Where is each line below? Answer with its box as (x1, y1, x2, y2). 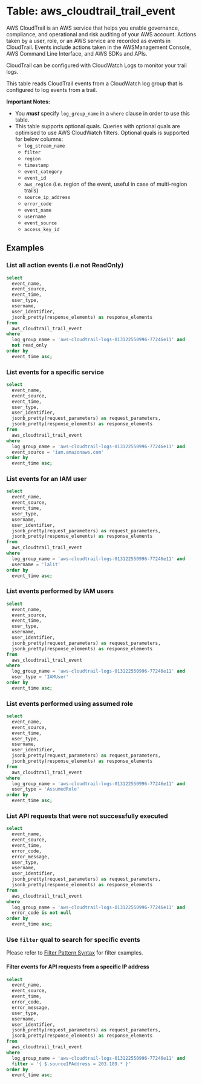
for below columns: (15, 135, 64, 143)
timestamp (24, 162, 50, 168)
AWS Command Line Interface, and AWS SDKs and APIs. (6, 50, 148, 57)
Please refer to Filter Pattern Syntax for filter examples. (6, 949, 143, 956)
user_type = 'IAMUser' (11, 674, 69, 680)
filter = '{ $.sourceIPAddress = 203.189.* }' (11, 1060, 131, 1067)
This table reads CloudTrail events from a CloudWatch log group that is (6, 80, 183, 87)
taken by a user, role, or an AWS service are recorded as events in (6, 37, 171, 44)
